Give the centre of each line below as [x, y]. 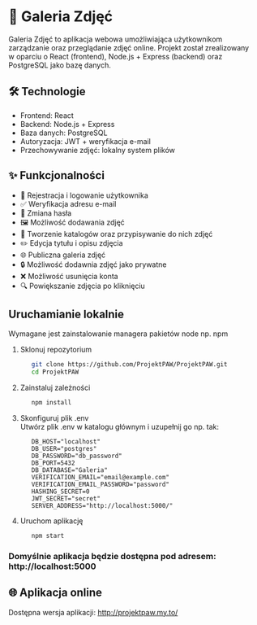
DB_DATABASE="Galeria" [69, 470]
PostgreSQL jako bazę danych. [60, 65]
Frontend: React [47, 115]
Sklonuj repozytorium [56, 350]
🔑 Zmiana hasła [46, 213]
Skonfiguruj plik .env [54, 418]
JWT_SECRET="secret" [66, 499]
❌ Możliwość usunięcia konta [69, 276]
